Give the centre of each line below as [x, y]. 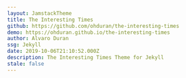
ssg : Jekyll [24, 45]
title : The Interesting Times [50, 20]
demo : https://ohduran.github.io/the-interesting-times [89, 32]
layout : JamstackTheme [39, 13]
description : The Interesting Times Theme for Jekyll [86, 58]
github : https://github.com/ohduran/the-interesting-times [93, 26]
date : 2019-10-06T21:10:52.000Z [53, 52]
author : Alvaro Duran [38, 39]
